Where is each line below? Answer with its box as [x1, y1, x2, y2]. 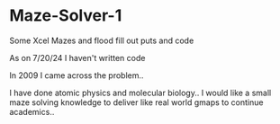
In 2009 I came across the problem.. [9, 69, 144, 81]
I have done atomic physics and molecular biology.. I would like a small [9, 87, 272, 98]
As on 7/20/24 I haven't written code [9, 52, 146, 63]
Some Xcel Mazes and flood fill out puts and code [9, 35, 194, 46]
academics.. [9, 106, 55, 117]
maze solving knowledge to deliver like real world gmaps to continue [9, 96, 264, 108]
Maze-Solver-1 [9, 5, 122, 26]
